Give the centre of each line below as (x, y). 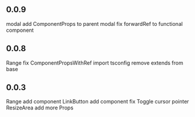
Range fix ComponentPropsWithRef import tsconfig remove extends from (95, 63)
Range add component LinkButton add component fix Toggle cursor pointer (97, 102)
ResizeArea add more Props (40, 108)
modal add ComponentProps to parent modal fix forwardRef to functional (95, 24)
